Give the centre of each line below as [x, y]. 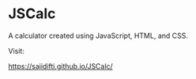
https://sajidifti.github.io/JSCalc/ [60, 66]
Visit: [17, 51]
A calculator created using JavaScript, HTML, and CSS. [98, 36]
